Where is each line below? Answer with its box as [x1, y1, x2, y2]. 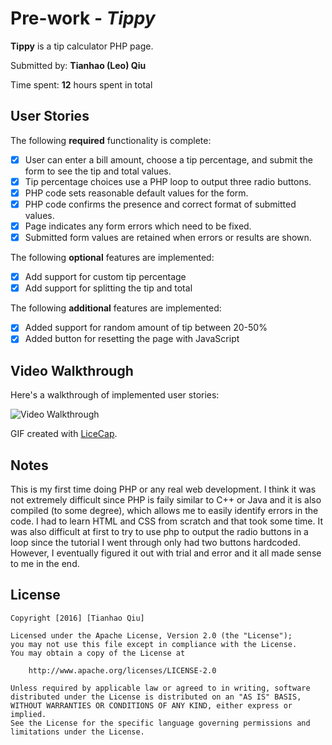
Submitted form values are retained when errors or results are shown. [24, 232, 312, 244]
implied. [10, 709, 47, 719]
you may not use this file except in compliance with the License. [10, 639, 298, 649]
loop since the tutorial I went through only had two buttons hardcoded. [10, 537, 301, 548]
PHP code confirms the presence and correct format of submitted [24, 198, 297, 210]
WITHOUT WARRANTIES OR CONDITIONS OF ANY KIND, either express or [10, 700, 293, 711]
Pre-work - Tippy [10, 7, 156, 30]
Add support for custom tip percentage [24, 271, 187, 283]
